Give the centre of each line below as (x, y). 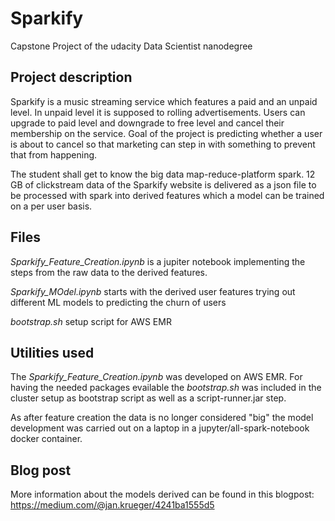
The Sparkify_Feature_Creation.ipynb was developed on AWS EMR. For (156, 377)
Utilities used (52, 352)
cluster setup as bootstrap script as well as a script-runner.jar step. (148, 398)
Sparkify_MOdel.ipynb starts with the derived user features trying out (153, 291)
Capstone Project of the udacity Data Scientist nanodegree (131, 46)
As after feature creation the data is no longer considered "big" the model (162, 418)
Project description (71, 77)
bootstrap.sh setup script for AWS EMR (91, 321)
